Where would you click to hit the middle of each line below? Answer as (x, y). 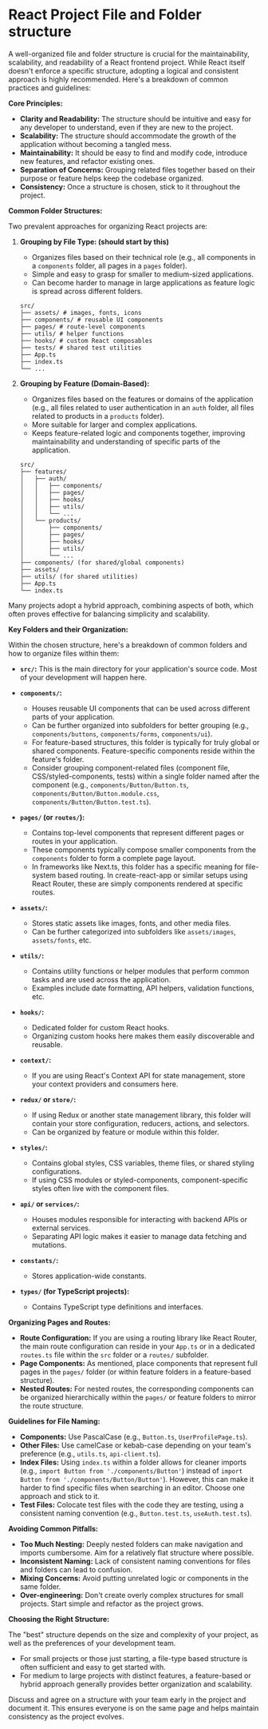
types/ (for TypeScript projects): (75, 1291)
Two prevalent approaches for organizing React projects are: (108, 226)
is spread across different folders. (87, 291)
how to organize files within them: (64, 653)
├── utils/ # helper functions (72, 333)
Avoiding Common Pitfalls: (53, 1528)
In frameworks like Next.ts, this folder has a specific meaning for (138, 866)
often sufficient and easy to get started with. (93, 1667)
